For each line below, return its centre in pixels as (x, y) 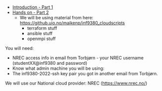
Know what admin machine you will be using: (58, 68)
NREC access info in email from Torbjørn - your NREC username (78, 58)
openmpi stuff (41, 39)
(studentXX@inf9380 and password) (50, 63)
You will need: (19, 48)
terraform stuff (42, 28)
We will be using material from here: (56, 18)
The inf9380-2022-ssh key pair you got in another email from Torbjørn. (85, 73)
